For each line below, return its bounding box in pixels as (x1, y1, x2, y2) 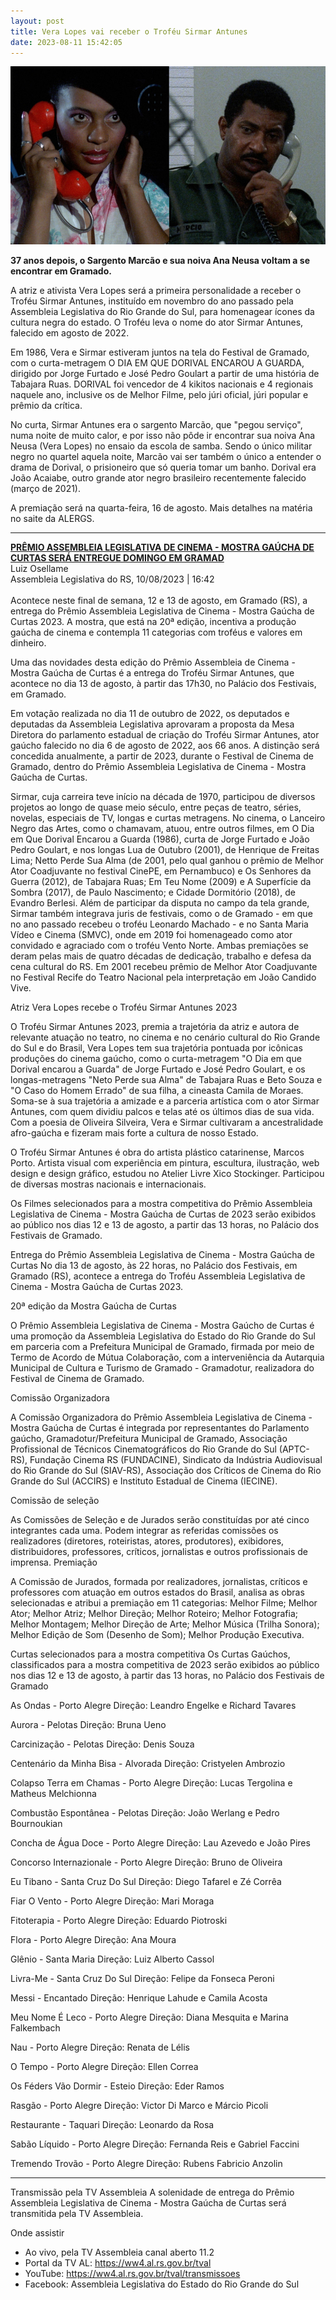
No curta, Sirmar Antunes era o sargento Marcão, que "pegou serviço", (10, 419, 303, 431)
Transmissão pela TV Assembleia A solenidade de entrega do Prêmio (10, 2186, 295, 2199)
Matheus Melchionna (10, 1788, 97, 1800)
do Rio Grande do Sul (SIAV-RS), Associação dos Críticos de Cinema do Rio (10, 1465, 322, 1477)
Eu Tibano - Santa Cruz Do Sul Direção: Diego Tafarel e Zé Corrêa (10, 1876, 282, 1888)
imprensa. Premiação (10, 1556, 98, 1569)
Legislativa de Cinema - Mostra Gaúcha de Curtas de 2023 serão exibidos (10, 1208, 317, 1220)
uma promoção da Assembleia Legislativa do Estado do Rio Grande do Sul (10, 1330, 316, 1342)
